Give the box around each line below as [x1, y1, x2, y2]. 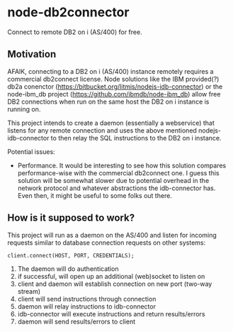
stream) [17, 287, 41, 295]
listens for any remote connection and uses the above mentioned [7, 126, 197, 135]
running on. [7, 104, 41, 114]
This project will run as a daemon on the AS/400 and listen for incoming [7, 231, 217, 239]
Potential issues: [7, 147, 55, 156]
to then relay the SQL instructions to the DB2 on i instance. [50, 133, 222, 142]
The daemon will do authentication [17, 264, 119, 273]
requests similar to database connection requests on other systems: [7, 238, 206, 247]
